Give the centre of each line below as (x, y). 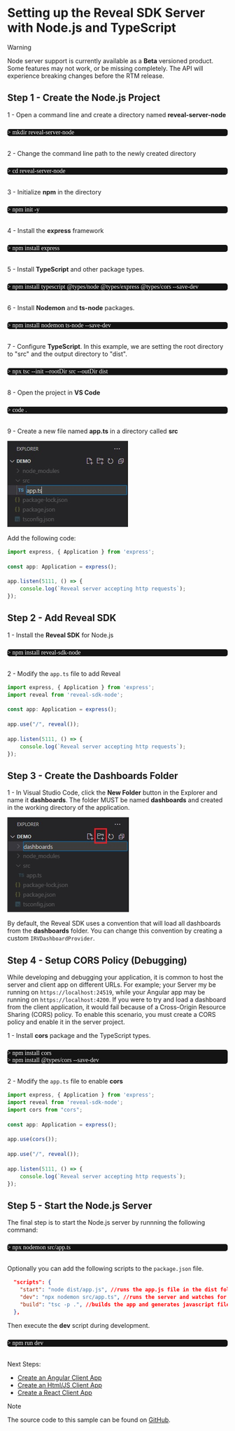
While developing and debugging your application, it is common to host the (115, 978)
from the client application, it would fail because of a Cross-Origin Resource (116, 1007)
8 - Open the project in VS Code (54, 392)
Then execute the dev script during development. (79, 1325)
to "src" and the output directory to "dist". (67, 354)
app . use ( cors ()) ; (33, 1139)
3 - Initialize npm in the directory (54, 192)
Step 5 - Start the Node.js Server (80, 1205)
